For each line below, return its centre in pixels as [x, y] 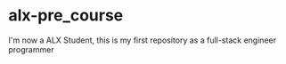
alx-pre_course [66, 16]
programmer [31, 49]
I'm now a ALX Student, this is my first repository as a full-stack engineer [143, 40]
